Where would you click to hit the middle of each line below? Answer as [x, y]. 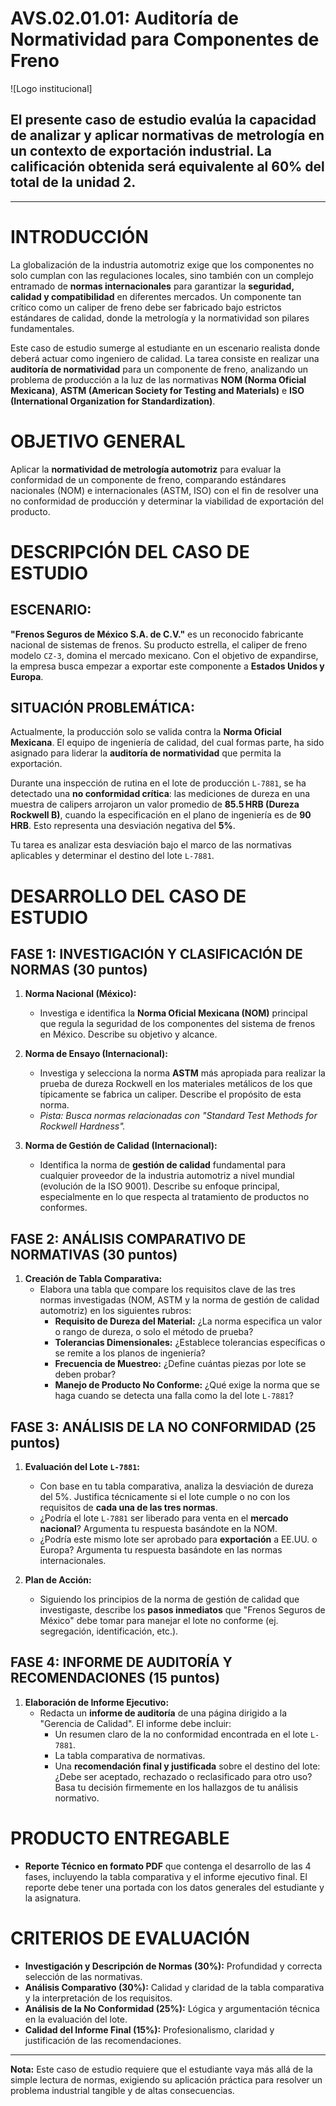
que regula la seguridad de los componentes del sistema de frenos [177, 1024]
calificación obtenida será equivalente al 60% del [167, 167]
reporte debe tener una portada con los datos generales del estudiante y [174, 1887]
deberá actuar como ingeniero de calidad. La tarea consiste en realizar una [165, 358]
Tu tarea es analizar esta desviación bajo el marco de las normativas [151, 845]
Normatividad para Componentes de [165, 39]
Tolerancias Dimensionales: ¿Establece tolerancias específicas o [190, 1343]
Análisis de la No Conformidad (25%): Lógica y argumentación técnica [172, 2008]
